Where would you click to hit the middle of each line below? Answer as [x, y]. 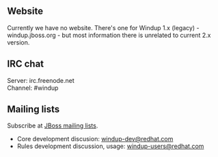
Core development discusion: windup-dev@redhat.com [95, 139]
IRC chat [26, 64]
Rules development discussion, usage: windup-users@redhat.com [110, 146]
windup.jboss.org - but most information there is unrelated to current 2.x [109, 35]
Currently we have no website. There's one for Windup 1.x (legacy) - [103, 27]
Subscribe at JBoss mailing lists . [53, 125]
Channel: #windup [33, 88]
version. [18, 42]
